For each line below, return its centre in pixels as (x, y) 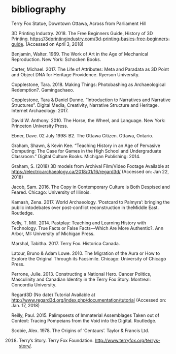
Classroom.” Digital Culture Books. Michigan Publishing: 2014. (76, 156)
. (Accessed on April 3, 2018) (53, 44)
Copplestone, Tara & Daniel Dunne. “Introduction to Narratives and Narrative (91, 100)
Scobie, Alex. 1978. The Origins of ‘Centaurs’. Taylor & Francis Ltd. (80, 330)
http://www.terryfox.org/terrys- (128, 340)
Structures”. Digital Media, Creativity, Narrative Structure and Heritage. (85, 105)
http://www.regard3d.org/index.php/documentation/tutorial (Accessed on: (89, 300)
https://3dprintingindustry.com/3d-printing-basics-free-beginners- (100, 39)
